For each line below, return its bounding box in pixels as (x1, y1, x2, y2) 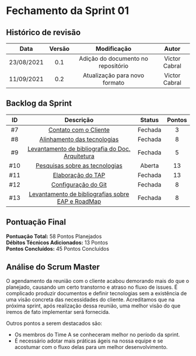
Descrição (64, 116, 94, 124)
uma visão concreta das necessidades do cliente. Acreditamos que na (6, 296, 175, 303)
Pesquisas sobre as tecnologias (36, 161, 123, 170)
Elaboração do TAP (52, 171, 106, 179)
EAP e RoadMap (57, 197, 101, 205)
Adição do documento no (78, 54, 149, 63)
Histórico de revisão (6, 27, 81, 37)
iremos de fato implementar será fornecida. (6, 309, 110, 316)
